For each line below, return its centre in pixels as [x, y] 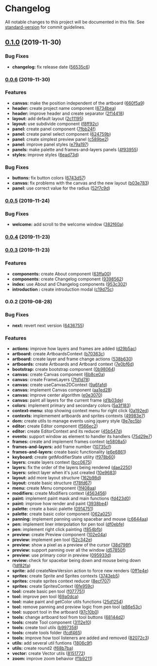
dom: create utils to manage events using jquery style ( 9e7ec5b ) [77, 421]
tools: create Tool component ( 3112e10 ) [52, 622]
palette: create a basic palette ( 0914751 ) [53, 509]
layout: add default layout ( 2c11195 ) [48, 118]
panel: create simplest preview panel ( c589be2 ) [60, 139]
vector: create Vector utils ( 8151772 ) [49, 653]
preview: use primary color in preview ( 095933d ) [62, 555]
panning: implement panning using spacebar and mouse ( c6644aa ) [80, 519]
